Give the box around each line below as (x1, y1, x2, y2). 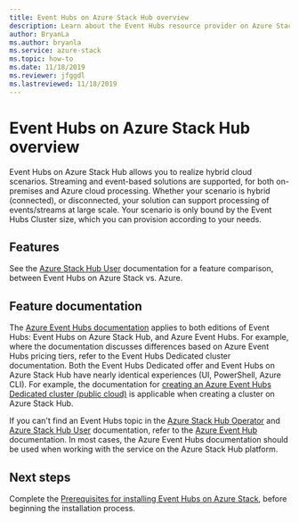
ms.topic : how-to (9, 54, 74, 63)
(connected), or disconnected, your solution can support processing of (9, 195, 270, 205)
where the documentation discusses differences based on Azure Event (9, 341, 270, 352)
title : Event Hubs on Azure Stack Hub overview (9, 12, 190, 22)
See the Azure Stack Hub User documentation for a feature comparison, (9, 263, 274, 274)
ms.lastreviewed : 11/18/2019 (9, 79, 117, 88)
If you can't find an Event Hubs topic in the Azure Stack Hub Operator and (9, 416, 280, 427)
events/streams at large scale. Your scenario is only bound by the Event (9, 204, 272, 215)
